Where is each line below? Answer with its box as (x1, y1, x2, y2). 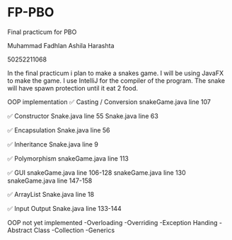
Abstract (7, 226, 33, 234)
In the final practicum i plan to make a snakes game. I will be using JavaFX (7, 69, 224, 77)
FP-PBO (7, 4, 54, 21)
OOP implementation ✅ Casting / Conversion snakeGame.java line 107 (7, 97, 211, 106)
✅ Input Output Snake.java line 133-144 (7, 204, 122, 212)
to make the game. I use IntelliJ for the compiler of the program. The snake (7, 76, 225, 85)
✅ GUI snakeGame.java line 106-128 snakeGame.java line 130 (7, 168, 186, 177)
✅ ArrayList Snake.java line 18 (7, 190, 94, 198)
